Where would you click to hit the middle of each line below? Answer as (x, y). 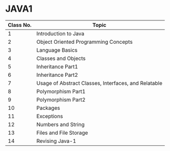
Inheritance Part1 (57, 67)
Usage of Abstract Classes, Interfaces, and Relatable (100, 83)
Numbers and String (61, 124)
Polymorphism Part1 (61, 91)
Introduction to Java (60, 34)
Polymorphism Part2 (61, 100)
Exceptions (50, 116)
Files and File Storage (62, 133)
